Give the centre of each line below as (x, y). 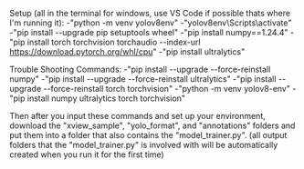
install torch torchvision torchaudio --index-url (114, 42)
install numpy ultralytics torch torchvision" (106, 98)
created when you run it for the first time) (87, 154)
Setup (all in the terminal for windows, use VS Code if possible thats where (150, 13)
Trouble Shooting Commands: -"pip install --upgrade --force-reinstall (140, 69)
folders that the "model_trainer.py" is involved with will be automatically (144, 145)
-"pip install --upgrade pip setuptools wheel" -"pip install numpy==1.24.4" (149, 32)
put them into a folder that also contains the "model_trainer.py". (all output (148, 135)
